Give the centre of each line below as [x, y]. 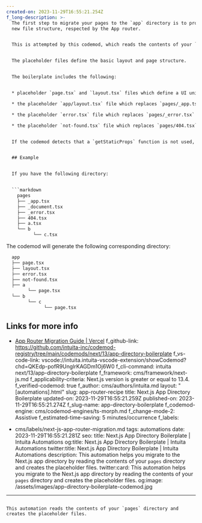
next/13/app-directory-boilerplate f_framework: [73, 373]
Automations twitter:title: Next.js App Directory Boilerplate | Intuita [96, 448]
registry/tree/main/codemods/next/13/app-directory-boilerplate [93, 353]
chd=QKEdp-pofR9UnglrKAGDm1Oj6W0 [65, 366]
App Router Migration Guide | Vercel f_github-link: [77, 341]
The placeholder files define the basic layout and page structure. [99, 61]
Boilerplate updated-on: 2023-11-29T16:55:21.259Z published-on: [96, 398]
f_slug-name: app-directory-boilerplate [115, 405]
